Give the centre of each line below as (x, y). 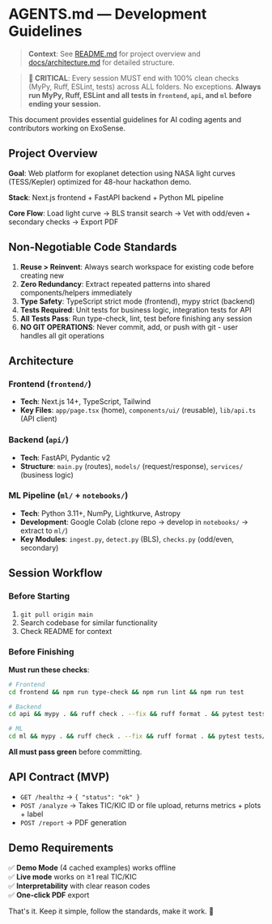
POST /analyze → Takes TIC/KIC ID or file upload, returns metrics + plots (140, 805)
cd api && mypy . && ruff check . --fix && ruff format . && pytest (126, 714)
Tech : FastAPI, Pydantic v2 (65, 458)
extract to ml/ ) (44, 530)
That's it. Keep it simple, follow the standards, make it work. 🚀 (111, 911)
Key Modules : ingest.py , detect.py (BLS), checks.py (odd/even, (127, 539)
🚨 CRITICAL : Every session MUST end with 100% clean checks (134, 78)
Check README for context (66, 631)
